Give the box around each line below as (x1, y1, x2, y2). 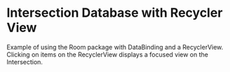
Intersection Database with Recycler (6, 5, 223, 21)
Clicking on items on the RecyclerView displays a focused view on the (6, 50, 208, 59)
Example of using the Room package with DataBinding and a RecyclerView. (6, 43, 224, 51)
